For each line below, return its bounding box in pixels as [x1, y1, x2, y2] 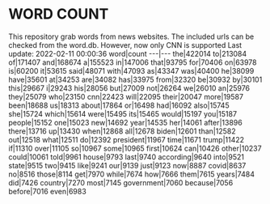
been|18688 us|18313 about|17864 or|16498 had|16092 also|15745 [8, 100, 230, 110]
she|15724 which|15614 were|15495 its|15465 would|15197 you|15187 [8, 108, 237, 118]
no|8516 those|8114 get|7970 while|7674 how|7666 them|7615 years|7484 [8, 169, 255, 179]
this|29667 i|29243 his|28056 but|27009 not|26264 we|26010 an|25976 [8, 83, 251, 93]
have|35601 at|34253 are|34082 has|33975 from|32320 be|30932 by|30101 [8, 74, 263, 84]
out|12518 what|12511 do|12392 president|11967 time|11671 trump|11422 [8, 134, 245, 144]
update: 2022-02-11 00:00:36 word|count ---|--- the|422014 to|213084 [8, 49, 247, 58]
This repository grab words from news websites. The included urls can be [8, 32, 255, 41]
